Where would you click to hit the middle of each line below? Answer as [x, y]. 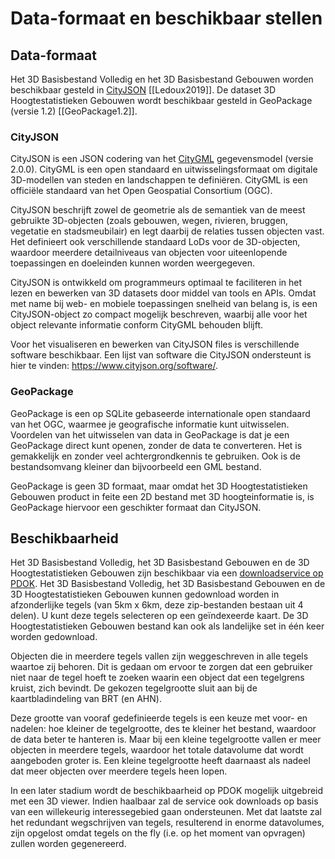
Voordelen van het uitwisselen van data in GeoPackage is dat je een [150, 434]
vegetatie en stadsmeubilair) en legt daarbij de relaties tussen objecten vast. [167, 231]
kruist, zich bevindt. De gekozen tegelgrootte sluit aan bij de [134, 688]
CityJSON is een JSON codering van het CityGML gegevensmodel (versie [162, 159]
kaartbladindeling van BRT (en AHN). [86, 699]
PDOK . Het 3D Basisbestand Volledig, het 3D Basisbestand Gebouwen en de [168, 584]
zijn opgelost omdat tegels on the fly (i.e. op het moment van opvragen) [158, 833]
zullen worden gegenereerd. [68, 844]
